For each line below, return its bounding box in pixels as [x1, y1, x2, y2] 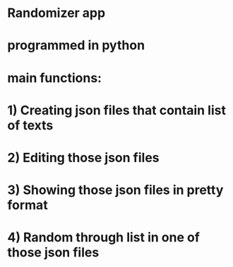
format [7, 197, 48, 213]
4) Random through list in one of [7, 229, 200, 246]
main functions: [7, 69, 102, 86]
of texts [7, 117, 54, 133]
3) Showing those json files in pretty [7, 182, 224, 198]
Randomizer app [7, 5, 106, 21]
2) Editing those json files [7, 149, 160, 166]
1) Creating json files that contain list [7, 102, 226, 118]
